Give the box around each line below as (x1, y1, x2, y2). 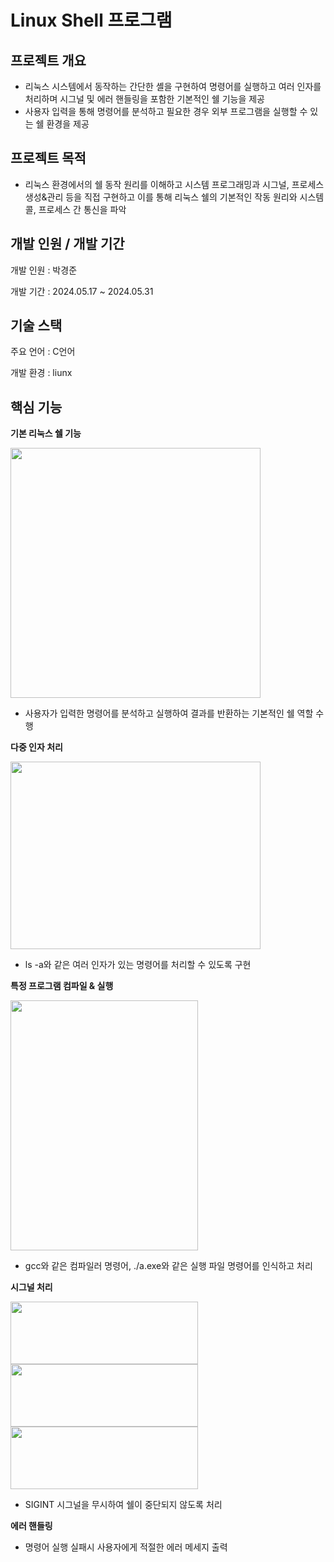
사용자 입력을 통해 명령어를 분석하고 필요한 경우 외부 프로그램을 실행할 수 (24, 106, 308, 117)
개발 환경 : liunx (10, 367, 73, 379)
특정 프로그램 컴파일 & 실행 (10, 980, 114, 992)
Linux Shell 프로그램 (10, 9, 173, 32)
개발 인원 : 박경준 (10, 264, 78, 276)
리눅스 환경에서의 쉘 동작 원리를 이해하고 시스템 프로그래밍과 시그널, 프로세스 (24, 178, 325, 190)
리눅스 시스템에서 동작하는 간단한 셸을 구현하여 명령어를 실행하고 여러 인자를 (24, 81, 322, 92)
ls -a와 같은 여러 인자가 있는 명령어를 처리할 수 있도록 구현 (24, 959, 252, 971)
